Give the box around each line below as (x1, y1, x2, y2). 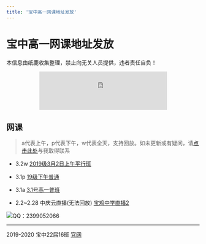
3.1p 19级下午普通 (15, 173, 59, 181)
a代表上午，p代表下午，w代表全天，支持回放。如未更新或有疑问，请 (21, 139, 194, 147)
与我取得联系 (37, 147, 71, 154)
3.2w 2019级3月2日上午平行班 (15, 160, 92, 167)
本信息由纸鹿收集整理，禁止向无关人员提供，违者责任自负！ (6, 59, 157, 66)
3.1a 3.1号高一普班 (15, 186, 60, 194)
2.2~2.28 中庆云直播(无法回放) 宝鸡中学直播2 (15, 199, 130, 207)
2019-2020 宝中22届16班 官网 (6, 231, 82, 238)
